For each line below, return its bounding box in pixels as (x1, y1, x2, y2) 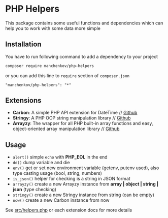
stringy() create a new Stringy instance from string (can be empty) (12, 192, 155, 198)
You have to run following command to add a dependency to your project (5, 53, 158, 59)
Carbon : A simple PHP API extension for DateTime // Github (12, 110, 138, 116)
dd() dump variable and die (12, 160, 70, 166)
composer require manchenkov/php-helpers (5, 63, 94, 69)
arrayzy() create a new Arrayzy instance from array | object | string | (12, 181, 159, 187)
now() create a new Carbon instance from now (12, 197, 110, 203)
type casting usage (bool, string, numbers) (12, 170, 103, 176)
